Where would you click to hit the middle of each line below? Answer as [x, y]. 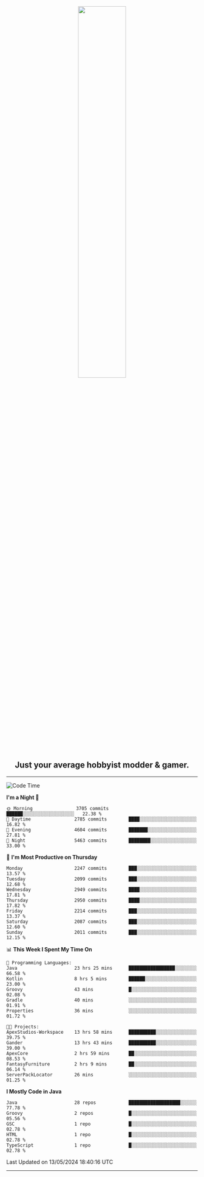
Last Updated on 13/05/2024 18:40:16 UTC [60, 1162]
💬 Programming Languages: [39, 962]
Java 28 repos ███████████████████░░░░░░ [102, 1103]
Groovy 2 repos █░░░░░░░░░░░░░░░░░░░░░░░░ [102, 1113]
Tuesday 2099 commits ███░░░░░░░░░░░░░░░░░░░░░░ [102, 879]
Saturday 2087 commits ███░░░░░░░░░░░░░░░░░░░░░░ [102, 922]
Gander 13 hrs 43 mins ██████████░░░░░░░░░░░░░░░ [102, 1043]
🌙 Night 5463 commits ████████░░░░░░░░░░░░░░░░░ [102, 841]
